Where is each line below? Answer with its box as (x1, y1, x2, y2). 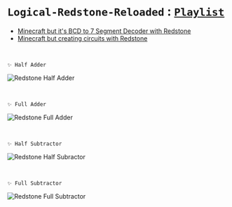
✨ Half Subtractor (7, 140, 62, 147)
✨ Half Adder (7, 61, 47, 68)
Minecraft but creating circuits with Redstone (17, 34, 148, 42)
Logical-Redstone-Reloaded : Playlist (7, 4, 225, 20)
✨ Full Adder (7, 100, 47, 108)
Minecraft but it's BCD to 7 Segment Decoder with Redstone (17, 27, 191, 35)
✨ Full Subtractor (7, 180, 62, 187)
